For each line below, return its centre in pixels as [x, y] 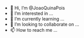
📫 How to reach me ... [34, 30]
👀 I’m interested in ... [32, 13]
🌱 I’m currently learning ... [37, 19]
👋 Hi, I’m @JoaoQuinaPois [37, 8]
